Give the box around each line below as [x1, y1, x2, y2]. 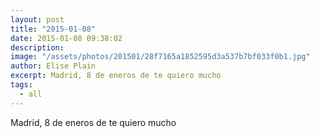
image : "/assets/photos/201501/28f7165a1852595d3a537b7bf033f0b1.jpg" [10, 52, 311, 62]
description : [10, 42, 65, 53]
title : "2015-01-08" [10, 24, 97, 34]
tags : [10, 80, 33, 90]
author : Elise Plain [10, 61, 97, 71]
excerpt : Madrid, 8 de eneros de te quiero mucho [10, 71, 222, 81]
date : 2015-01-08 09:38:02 [10, 33, 123, 43]
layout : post [10, 14, 65, 25]
